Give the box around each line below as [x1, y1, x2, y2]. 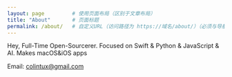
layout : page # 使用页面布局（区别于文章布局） [7, 10, 156, 17]
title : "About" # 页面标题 [7, 16, 99, 23]
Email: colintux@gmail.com [7, 63, 84, 71]
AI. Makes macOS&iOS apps [7, 49, 88, 57]
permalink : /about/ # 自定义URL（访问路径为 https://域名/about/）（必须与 [7, 23, 217, 30]
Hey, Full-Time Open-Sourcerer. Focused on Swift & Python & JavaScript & [7, 42, 220, 50]
